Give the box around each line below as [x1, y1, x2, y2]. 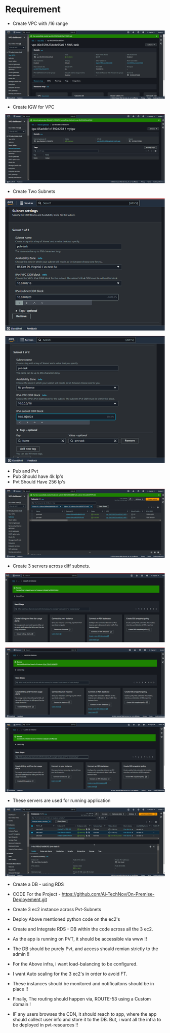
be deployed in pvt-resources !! [12, 1022, 78, 1028]
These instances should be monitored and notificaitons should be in [12, 980, 154, 986]
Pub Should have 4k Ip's [12, 473, 64, 479]
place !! [12, 986, 28, 992]
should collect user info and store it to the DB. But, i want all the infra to [12, 1016, 161, 1022]
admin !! [12, 951, 30, 957]
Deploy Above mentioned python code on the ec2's [12, 916, 120, 922]
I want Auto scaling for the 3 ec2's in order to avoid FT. [12, 971, 127, 977]
